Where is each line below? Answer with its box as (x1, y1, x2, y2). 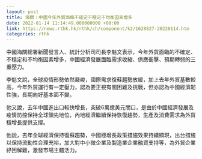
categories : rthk (6, 31, 50, 37)
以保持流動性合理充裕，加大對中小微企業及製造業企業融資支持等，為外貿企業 (6, 139, 196, 146)
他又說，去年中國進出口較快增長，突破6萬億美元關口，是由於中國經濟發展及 (6, 104, 194, 111)
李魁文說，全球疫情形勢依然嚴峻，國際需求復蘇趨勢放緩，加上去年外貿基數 (6, 76, 191, 83)
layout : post (6, 8, 39, 15)
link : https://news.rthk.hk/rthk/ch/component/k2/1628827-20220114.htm (6, 25, 189, 32)
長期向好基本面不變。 (22, 91, 75, 98)
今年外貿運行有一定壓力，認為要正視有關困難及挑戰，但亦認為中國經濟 (16, 83, 191, 91)
